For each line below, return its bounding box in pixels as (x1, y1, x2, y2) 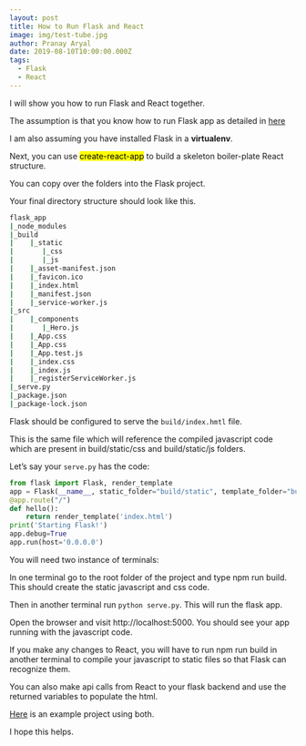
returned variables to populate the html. (9, 690, 158, 701)
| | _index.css (9, 357, 76, 366)
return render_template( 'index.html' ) (25, 512, 173, 522)
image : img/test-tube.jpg (9, 30, 107, 39)
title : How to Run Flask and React (9, 22, 145, 31)
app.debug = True (9, 529, 67, 538)
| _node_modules (9, 221, 67, 230)
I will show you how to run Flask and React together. (9, 97, 205, 108)
